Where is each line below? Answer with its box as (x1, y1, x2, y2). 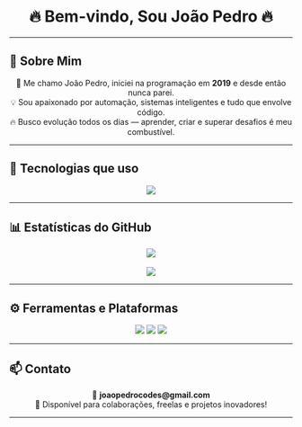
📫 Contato (9, 361, 72, 377)
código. (137, 106, 165, 118)
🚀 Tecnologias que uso (9, 161, 139, 176)
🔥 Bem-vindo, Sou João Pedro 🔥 (29, 6, 273, 27)
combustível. (127, 126, 175, 137)
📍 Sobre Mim (9, 54, 83, 69)
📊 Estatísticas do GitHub (9, 219, 152, 235)
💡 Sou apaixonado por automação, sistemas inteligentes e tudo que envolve (10, 96, 292, 107)
